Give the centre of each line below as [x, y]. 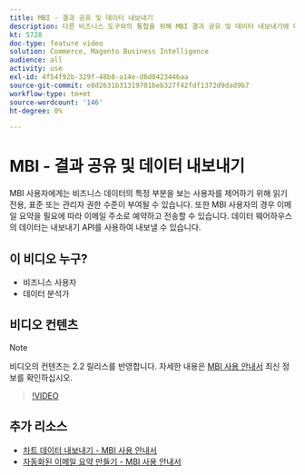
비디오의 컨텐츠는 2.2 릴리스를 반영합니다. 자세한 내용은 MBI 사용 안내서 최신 [145, 366]
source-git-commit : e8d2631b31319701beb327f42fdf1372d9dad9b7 [129, 85]
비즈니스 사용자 [49, 282]
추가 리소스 [39, 426]
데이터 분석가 [46, 293]
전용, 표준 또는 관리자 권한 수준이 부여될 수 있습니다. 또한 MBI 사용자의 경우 [142, 204]
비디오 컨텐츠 [44, 325]
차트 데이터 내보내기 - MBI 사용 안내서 [89, 450]
